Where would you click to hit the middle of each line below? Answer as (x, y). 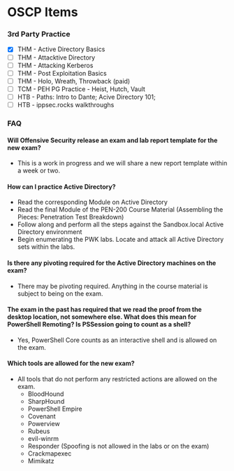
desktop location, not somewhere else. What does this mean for (102, 317)
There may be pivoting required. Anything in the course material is (112, 286)
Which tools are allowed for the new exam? (71, 363)
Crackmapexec (50, 453)
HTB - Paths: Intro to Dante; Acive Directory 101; (86, 97)
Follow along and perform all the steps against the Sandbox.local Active (120, 224)
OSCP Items (43, 12)
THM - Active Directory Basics (61, 49)
